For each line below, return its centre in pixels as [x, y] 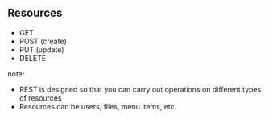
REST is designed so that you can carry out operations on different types [140, 89]
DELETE [33, 58]
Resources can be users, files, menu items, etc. [98, 106]
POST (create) [43, 41]
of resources [40, 98]
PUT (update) [42, 49]
